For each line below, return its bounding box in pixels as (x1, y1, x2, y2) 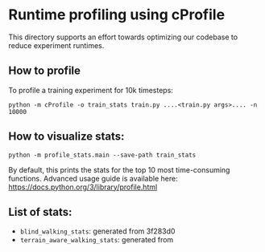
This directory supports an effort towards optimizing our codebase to (8, 32, 238, 42)
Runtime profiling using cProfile (8, 6, 226, 24)
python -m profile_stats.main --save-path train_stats (8, 151, 197, 159)
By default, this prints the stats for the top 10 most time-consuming (8, 165, 230, 174)
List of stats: (8, 205, 72, 218)
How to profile (8, 64, 81, 78)
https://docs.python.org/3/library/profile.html (8, 182, 158, 192)
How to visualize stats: (8, 130, 125, 144)
